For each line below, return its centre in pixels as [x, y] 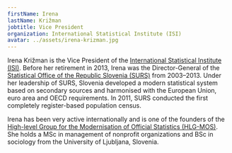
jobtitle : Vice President [45, 27]
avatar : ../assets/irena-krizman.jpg [63, 40]
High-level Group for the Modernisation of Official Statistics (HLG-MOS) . [112, 127]
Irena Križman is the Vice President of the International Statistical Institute [115, 60]
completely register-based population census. [74, 106]
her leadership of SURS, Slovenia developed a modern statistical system [112, 83]
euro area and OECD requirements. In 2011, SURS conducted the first [108, 98]
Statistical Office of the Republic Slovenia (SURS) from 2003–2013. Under [114, 76]
